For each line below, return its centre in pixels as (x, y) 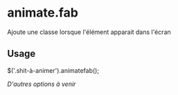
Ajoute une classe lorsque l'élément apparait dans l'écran (89, 32)
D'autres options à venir (42, 84)
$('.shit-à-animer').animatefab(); (53, 70)
